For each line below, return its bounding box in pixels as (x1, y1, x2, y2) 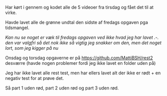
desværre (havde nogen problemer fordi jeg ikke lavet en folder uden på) (5, 60, 156, 66)
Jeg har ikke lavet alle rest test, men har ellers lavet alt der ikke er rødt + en (5, 70, 161, 76)
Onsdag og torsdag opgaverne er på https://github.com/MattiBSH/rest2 (5, 55, 153, 61)
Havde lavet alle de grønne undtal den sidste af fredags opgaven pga (5, 20, 148, 25)
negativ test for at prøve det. (5, 75, 64, 81)
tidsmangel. (5, 25, 30, 31)
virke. (5, 10, 17, 16)
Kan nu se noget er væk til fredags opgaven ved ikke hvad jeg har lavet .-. (5, 35, 159, 40)
